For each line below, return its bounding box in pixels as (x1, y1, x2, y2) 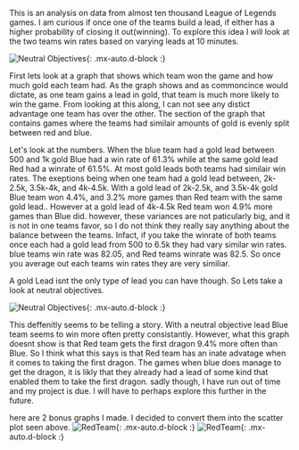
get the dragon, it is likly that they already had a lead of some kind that (9, 367, 269, 377)
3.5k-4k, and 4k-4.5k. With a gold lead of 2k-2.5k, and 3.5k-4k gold (29, 183, 278, 192)
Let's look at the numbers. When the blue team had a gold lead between (9, 144, 275, 155)
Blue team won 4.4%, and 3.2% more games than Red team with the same (9, 192, 283, 202)
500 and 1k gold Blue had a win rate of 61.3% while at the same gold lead (9, 154, 278, 164)
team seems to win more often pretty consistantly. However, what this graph (9, 329, 290, 340)
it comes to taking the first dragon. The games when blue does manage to (9, 357, 282, 368)
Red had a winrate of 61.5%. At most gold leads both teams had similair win (9, 164, 287, 174)
